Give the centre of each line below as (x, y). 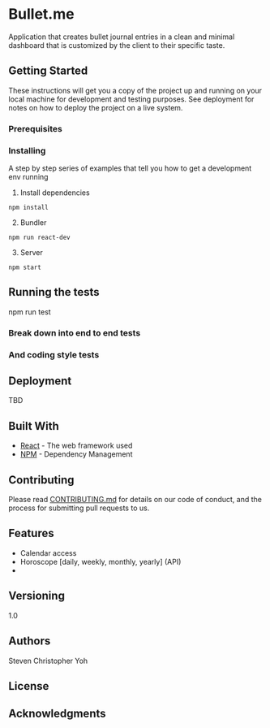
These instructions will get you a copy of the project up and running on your (135, 90)
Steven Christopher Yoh (48, 661)
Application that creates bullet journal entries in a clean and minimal (122, 37)
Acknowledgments (58, 714)
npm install (28, 207)
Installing (27, 150)
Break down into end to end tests (75, 332)
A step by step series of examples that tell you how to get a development (130, 168)
